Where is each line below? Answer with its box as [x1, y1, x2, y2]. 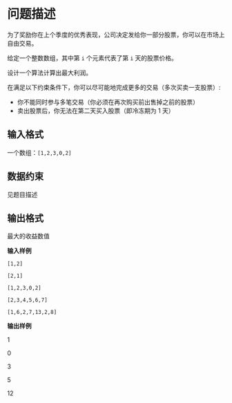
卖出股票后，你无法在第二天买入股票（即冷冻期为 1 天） [17, 106, 175, 115]
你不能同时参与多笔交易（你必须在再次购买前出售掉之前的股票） [17, 97, 199, 106]
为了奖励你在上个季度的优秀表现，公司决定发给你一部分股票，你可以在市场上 [7, 30, 225, 39]
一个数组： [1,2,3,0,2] [7, 148, 72, 156]
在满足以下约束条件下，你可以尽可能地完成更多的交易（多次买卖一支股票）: [7, 83, 221, 91]
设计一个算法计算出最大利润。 [7, 68, 92, 77]
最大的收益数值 [7, 232, 50, 241]
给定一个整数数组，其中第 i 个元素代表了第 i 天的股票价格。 [7, 53, 178, 62]
